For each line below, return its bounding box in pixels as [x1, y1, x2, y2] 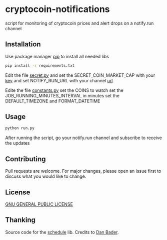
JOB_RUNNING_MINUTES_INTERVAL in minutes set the [5, 92, 120, 98]
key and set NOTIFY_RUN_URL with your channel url [5, 77, 113, 83]
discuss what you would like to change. [5, 173, 86, 179]
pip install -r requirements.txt [5, 63, 75, 68]
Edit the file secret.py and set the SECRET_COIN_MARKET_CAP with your [5, 72, 155, 78]
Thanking [5, 216, 36, 224]
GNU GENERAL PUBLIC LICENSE [5, 201, 73, 207]
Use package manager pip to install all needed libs [5, 53, 109, 59]
